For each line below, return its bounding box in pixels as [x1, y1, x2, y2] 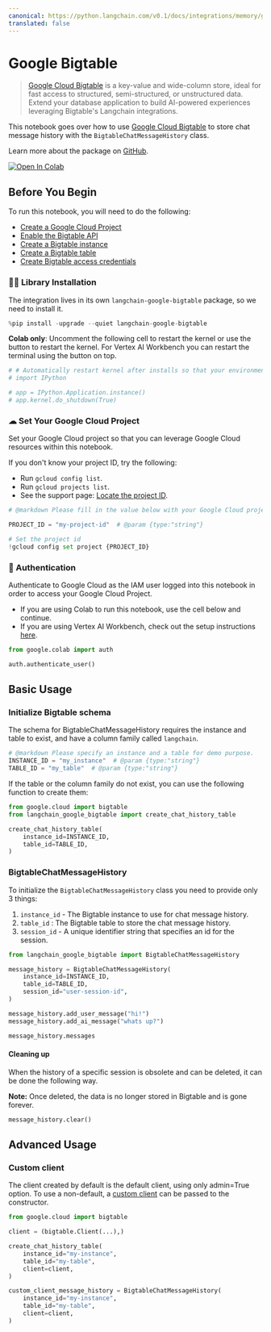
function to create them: [8, 787, 89, 797]
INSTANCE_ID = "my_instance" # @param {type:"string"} [8, 757, 200, 765]
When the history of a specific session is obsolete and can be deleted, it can [8, 1067, 262, 1077]
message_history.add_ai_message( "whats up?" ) [8, 1017, 164, 1025]
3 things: [8, 893, 38, 904]
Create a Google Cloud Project [19, 223, 123, 232]
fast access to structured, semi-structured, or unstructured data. [27, 90, 244, 99]
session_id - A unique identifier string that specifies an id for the [19, 926, 236, 936]
